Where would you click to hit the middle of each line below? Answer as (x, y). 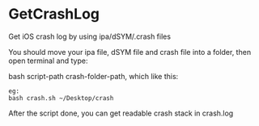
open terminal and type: (48, 61)
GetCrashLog (54, 14)
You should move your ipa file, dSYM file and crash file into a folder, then (130, 52)
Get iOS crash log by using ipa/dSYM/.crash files (90, 36)
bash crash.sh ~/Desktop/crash (61, 98)
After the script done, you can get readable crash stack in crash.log (121, 113)
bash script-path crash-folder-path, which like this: (93, 76)
